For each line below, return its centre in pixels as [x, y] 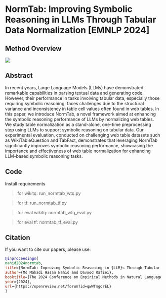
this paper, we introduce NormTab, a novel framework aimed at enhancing [81, 114]
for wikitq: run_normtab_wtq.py [49, 193]
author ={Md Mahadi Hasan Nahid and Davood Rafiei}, [59, 273]
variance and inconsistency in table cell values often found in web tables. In [82, 109]
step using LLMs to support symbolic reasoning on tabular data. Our [75, 129]
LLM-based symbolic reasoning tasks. [44, 156]
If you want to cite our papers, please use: [48, 249]
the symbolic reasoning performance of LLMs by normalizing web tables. [80, 119]
